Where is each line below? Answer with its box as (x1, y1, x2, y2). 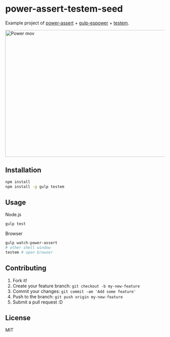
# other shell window (5, 245, 51, 250)
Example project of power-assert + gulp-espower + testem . (5, 20, 130, 26)
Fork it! (12, 277, 28, 283)
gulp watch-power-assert (5, 241, 58, 246)
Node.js (5, 212, 22, 218)
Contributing (5, 264, 47, 273)
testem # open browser (5, 250, 53, 255)
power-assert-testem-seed (5, 3, 123, 15)
